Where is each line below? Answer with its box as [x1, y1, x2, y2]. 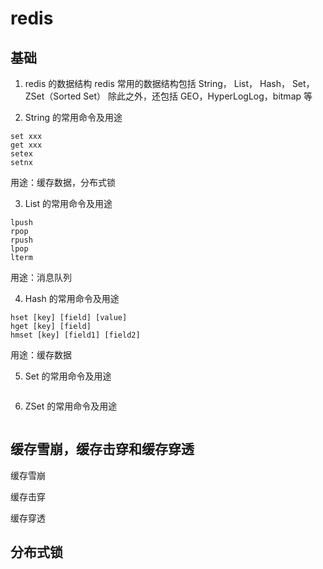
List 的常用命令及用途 [24, 198, 113, 209]
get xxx [10, 140, 43, 150]
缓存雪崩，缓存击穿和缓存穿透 [10, 441, 195, 458]
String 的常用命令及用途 [24, 112, 123, 123]
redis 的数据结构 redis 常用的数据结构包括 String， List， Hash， [24, 78, 290, 89]
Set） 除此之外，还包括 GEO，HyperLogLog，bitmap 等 [83, 90, 313, 102]
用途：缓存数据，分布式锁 [10, 177, 116, 188]
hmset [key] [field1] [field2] [10, 330, 141, 340]
